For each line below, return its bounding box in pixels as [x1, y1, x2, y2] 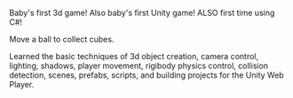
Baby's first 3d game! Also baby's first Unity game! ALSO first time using [9, 8, 275, 18]
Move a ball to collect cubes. [9, 34, 115, 44]
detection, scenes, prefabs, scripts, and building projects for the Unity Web [9, 70, 284, 80]
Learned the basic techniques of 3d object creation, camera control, [9, 51, 259, 61]
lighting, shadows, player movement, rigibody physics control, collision [9, 61, 269, 71]
